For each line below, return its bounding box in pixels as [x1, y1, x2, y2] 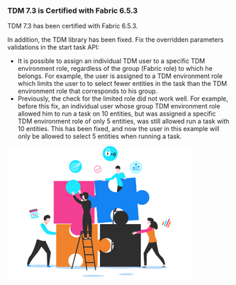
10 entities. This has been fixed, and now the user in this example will [17, 125, 220, 133]
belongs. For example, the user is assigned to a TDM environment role [17, 72, 223, 80]
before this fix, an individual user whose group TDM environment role [17, 102, 221, 111]
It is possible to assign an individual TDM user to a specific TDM [17, 57, 206, 65]
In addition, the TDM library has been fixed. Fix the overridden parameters [7, 35, 224, 44]
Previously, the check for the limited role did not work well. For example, [17, 94, 229, 103]
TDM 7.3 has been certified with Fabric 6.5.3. [7, 22, 138, 30]
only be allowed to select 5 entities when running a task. [17, 132, 182, 140]
